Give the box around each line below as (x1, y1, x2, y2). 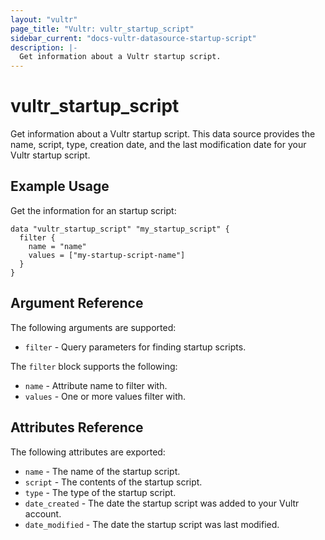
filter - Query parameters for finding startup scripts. (24, 341, 247, 353)
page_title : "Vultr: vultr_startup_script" (10, 24, 195, 34)
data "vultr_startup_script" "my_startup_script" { (10, 224, 230, 234)
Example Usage (10, 178, 110, 195)
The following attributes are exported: (10, 446, 166, 458)
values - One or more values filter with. (24, 390, 187, 402)
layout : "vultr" (10, 14, 78, 25)
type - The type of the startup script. (24, 486, 177, 498)
